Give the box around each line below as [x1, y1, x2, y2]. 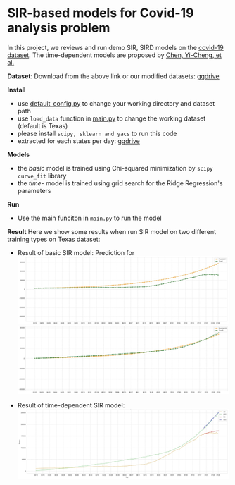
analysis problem [7, 20, 110, 36]
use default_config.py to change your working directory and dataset [17, 99, 215, 107]
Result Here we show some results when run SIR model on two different [7, 227, 217, 235]
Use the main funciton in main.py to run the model [17, 214, 162, 222]
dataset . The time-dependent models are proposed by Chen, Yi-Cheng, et [7, 51, 222, 59]
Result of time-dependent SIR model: [17, 401, 125, 410]
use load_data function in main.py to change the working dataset [17, 114, 206, 123]
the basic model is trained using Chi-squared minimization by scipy [17, 164, 213, 172]
